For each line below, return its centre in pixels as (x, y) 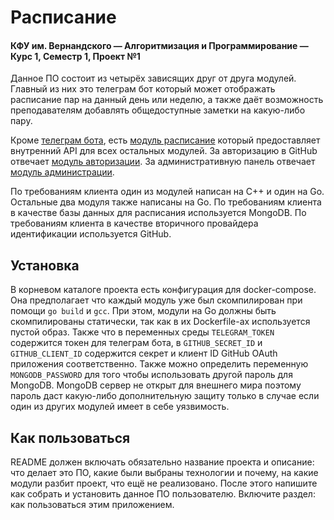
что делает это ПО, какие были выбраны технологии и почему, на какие (164, 473)
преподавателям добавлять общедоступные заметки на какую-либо (158, 110)
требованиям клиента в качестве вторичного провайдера (134, 223)
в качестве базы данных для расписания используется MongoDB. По (158, 213)
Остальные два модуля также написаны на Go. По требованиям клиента (166, 202)
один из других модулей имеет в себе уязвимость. (120, 407)
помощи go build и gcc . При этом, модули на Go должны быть (143, 311)
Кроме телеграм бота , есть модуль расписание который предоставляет (165, 140)
